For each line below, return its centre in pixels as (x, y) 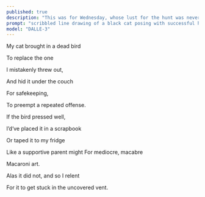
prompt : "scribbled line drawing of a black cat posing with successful (101, 23)
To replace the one (30, 58)
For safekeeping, (27, 93)
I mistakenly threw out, (35, 70)
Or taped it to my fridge (36, 140)
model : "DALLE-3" (28, 29)
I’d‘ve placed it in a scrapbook (44, 129)
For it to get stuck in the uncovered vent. (57, 188)
